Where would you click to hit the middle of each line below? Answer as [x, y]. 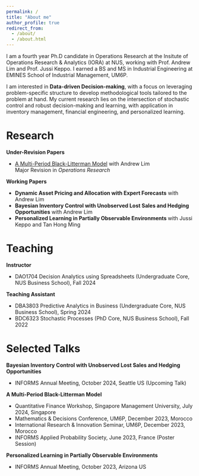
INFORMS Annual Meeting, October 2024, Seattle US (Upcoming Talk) [100, 383]
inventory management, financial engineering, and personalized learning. [96, 112]
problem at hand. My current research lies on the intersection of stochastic [98, 99]
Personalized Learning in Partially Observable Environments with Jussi [104, 218]
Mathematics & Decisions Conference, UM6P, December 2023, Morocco [104, 418]
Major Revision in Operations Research [62, 170]
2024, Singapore [35, 412]
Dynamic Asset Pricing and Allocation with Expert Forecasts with [97, 193]
